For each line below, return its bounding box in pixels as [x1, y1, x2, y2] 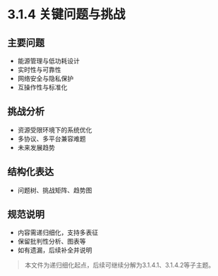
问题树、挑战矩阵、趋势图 [17, 186, 92, 194]
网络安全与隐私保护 [17, 75, 74, 82]
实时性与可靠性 [17, 65, 61, 74]
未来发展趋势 [17, 143, 55, 151]
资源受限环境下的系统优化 [17, 125, 92, 134]
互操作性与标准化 [17, 83, 68, 92]
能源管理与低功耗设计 [17, 57, 80, 65]
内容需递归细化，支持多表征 [17, 228, 99, 237]
